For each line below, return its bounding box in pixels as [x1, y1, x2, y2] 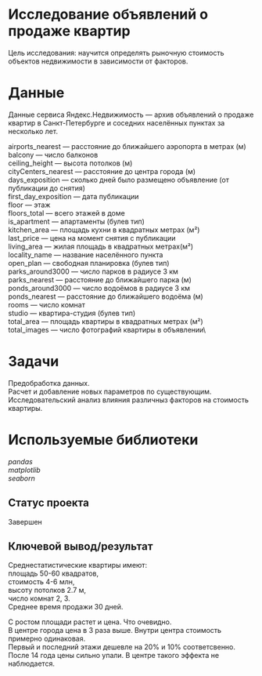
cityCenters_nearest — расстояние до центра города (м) [8, 166, 196, 176]
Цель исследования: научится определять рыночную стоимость [8, 48, 224, 57]
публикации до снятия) [8, 183, 86, 193]
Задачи [8, 353, 59, 370]
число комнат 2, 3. [8, 594, 70, 603]
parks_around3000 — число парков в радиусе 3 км [8, 267, 178, 276]
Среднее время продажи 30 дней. [8, 602, 124, 612]
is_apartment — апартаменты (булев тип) [8, 216, 145, 226]
